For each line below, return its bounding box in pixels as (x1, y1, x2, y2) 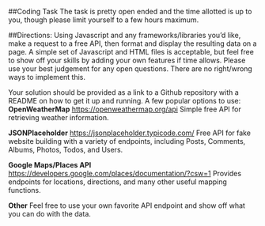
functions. (8, 186, 41, 194)
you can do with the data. (8, 209, 91, 218)
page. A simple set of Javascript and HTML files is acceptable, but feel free (8, 47, 255, 56)
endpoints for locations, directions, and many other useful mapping (8, 177, 228, 186)
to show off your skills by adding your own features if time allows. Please (8, 55, 246, 65)
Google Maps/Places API (8, 160, 92, 169)
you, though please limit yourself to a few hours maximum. (8, 15, 199, 24)
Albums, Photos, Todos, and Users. (8, 145, 123, 154)
